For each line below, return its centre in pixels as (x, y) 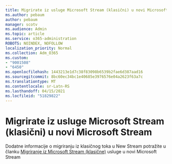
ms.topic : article (25, 34)
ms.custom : (17, 58)
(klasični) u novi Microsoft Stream (79, 132)
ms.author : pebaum (25, 15)
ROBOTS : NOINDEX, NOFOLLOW (34, 44)
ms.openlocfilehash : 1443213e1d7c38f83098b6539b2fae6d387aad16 (74, 72)
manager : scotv (21, 24)
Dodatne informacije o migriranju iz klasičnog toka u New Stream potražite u (86, 146)
